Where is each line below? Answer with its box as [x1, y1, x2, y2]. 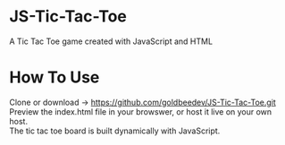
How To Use [9, 67, 100, 88]
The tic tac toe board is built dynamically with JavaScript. [9, 125, 221, 136]
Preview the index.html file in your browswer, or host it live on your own [9, 106, 272, 117]
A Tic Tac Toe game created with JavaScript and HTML [9, 36, 213, 47]
